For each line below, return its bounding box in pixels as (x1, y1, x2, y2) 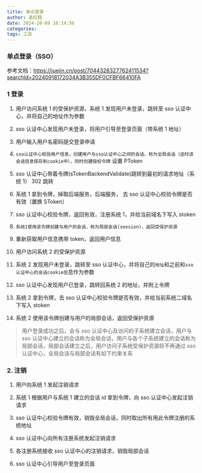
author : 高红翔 (7, 14, 42, 20)
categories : (7, 25, 37, 32)
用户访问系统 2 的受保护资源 (15, 248, 86, 255)
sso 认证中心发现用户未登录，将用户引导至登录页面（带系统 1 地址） (15, 125, 185, 133)
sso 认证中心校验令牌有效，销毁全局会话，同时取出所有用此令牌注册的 (15, 414, 190, 422)
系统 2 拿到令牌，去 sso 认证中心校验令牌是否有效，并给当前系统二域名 (15, 293, 192, 301)
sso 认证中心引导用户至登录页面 (15, 460, 95, 468)
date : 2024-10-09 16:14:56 (7, 20, 75, 26)
